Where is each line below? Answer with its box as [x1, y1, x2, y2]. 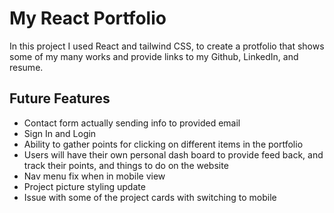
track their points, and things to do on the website [23, 159, 229, 171]
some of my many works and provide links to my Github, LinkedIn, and [9, 50, 299, 62]
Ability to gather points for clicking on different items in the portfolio [23, 138, 304, 150]
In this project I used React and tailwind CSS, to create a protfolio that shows [9, 40, 325, 52]
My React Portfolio [9, 7, 167, 30]
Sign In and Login [23, 127, 97, 139]
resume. [9, 61, 44, 73]
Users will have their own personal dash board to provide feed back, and [23, 148, 324, 161]
